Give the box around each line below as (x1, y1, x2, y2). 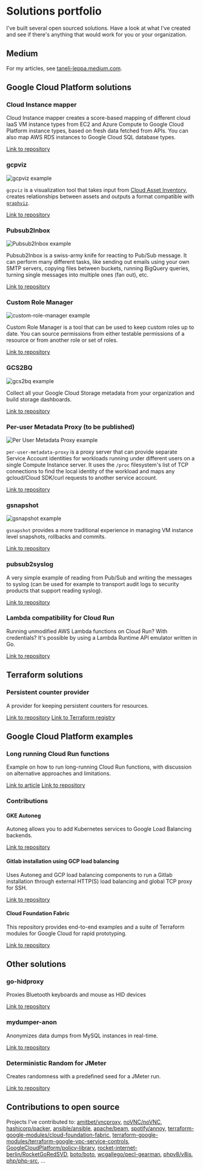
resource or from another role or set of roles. (6, 336, 118, 344)
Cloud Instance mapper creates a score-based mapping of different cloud (6, 114, 191, 122)
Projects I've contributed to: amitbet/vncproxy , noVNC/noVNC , (6, 1118, 162, 1126)
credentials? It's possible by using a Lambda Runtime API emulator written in (6, 634, 198, 641)
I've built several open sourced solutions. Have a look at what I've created (6, 24, 191, 32)
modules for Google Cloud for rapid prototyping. (6, 929, 127, 937)
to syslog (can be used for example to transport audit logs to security (6, 580, 179, 587)
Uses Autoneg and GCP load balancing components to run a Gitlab (6, 871, 173, 878)
